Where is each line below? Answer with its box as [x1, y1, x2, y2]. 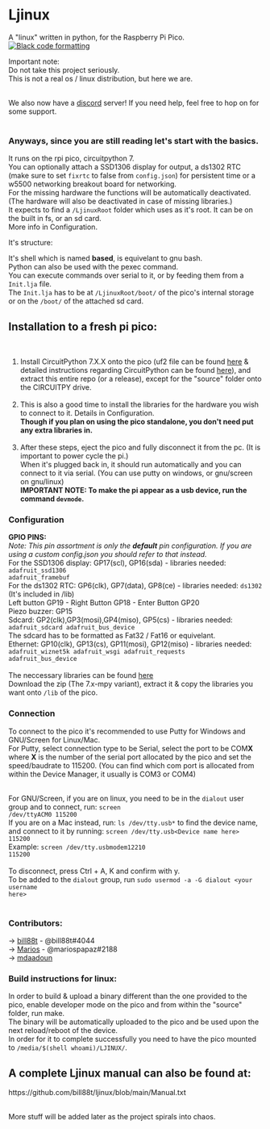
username [8, 883, 38, 891]
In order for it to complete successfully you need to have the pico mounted [8, 1035, 256, 1044]
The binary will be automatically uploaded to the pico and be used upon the [8, 1017, 260, 1027]
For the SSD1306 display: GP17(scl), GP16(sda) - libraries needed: [8, 558, 226, 568]
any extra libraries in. [19, 425, 93, 435]
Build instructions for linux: [8, 972, 117, 984]
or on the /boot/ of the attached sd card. [8, 296, 143, 306]
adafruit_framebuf [8, 574, 70, 582]
